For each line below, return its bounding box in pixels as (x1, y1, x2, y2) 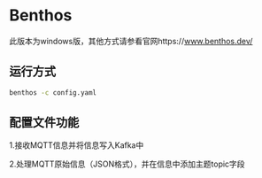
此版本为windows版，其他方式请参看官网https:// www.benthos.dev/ (9, 35, 253, 46)
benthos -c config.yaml (9, 88, 97, 97)
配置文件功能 (9, 115, 80, 130)
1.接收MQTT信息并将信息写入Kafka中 (9, 140, 144, 151)
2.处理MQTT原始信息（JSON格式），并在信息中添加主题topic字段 (9, 159, 245, 169)
